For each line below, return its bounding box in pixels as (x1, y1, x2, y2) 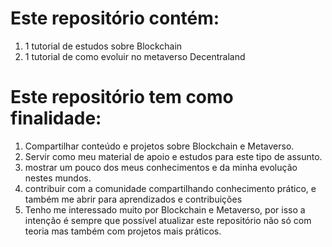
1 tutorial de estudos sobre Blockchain (24, 40, 183, 52)
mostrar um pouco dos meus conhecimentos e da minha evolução (24, 161, 298, 173)
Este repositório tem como (10, 86, 234, 109)
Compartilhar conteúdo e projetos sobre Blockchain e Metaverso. (24, 140, 295, 152)
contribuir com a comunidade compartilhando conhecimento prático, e (24, 182, 317, 194)
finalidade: (10, 107, 102, 130)
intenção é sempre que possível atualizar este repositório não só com (24, 214, 312, 226)
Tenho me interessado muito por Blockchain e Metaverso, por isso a (24, 203, 306, 216)
